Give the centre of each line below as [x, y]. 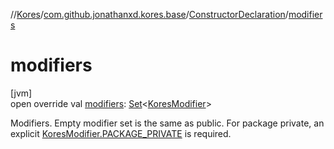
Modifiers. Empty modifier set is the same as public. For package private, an [167, 123]
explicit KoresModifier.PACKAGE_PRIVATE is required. [121, 133]
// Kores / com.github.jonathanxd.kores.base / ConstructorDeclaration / [149, 14]
